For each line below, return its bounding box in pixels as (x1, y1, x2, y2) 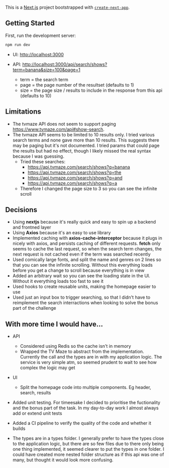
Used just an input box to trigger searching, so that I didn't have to (12, 294, 150, 301)
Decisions (5, 205, 37, 214)
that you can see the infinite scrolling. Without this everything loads (12, 262, 153, 268)
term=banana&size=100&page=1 (12, 66, 81, 73)
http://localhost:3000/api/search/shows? (22, 61, 107, 67)
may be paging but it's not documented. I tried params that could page (12, 142, 160, 149)
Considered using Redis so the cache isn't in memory (20, 343, 131, 349)
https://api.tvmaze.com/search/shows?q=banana (27, 164, 130, 170)
